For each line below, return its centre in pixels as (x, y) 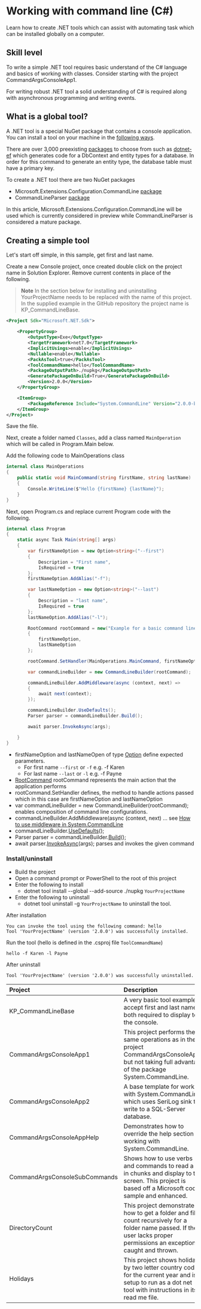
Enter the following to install (49, 884)
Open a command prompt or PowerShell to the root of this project (95, 878)
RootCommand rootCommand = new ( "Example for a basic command (106, 628)
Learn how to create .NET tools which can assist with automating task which (100, 28)
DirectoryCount (31, 1228)
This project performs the (159, 1032)
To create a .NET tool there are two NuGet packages (71, 179)
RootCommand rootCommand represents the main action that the (95, 780)
